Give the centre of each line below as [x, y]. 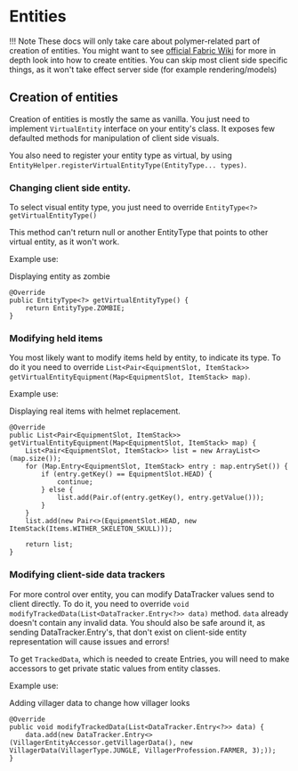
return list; [49, 545]
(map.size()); [36, 459]
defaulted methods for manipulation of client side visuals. [114, 138]
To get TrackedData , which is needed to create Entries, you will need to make [149, 659]
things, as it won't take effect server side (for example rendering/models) [143, 70]
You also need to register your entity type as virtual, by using [121, 155]
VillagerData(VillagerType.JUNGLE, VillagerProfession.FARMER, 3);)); [143, 750]
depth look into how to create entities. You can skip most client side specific [149, 60]
